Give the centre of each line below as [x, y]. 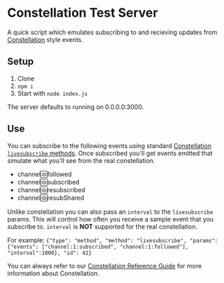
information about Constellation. [53, 273]
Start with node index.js [53, 93]
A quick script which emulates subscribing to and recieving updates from [112, 32]
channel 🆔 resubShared [51, 198]
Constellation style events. [45, 39]
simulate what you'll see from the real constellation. [81, 160]
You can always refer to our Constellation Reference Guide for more [105, 266]
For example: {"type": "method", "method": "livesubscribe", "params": [113, 240]
